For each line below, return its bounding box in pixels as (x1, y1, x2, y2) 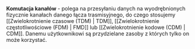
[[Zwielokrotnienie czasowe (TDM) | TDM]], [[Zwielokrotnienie (6, 18, 160, 24)
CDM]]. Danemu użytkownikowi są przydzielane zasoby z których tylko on (6, 30, 190, 37)
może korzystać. (6, 37, 47, 43)
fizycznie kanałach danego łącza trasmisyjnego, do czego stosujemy (6, 11, 176, 18)
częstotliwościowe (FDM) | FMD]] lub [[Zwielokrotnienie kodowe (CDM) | (6, 24, 185, 31)
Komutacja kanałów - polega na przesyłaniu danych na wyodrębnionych (6, 5, 186, 12)
